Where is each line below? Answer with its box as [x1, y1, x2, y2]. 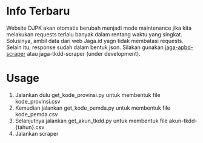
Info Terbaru [6, 4, 70, 18]
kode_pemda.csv [15, 110, 58, 118]
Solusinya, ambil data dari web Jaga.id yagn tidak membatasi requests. [6, 37, 184, 44]
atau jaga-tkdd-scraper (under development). [27, 50, 141, 57]
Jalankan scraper [15, 130, 59, 137]
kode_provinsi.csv [15, 98, 61, 105]
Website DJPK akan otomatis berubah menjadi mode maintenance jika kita [6, 24, 192, 32]
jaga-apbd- [164, 44, 193, 51]
